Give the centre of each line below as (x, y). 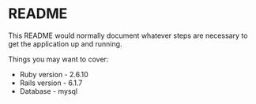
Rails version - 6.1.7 (51, 83)
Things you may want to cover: (58, 59)
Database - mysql (48, 91)
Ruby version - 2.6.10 (54, 74)
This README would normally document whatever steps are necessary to (128, 35)
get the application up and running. (65, 43)
